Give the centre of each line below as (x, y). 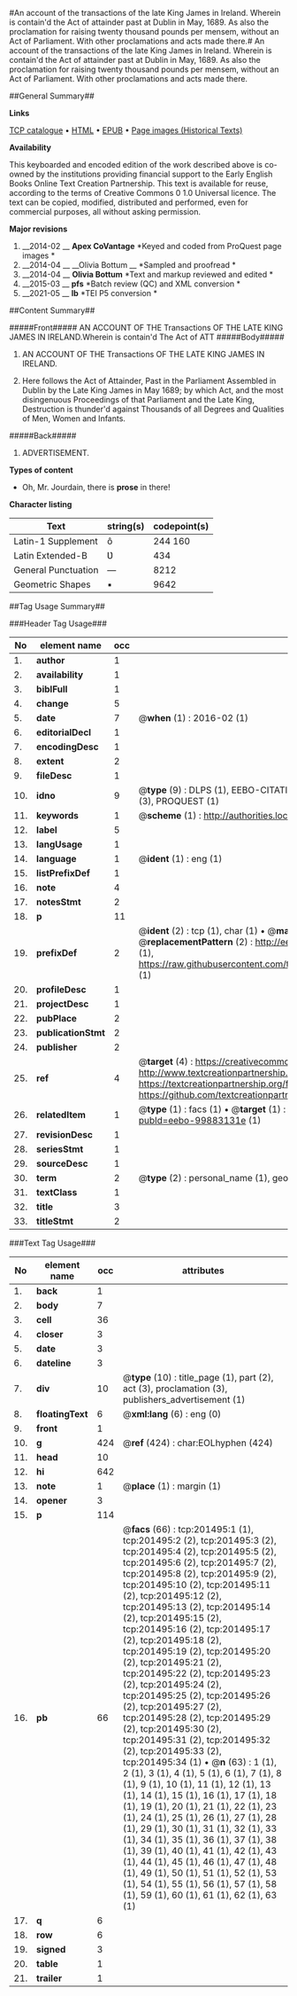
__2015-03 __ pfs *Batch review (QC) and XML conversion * (131, 284)
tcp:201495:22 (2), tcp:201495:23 (197, 1673)
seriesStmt (60, 1149)
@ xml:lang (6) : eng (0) (172, 1414)
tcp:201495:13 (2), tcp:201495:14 (197, 1607)
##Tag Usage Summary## (57, 606)
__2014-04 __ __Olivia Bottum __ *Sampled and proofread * (129, 265)
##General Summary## (52, 96)
